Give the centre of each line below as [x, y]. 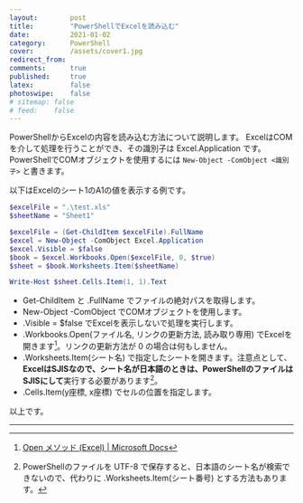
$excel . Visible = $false [56, 249]
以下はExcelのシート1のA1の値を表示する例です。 [100, 190]
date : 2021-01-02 [60, 34]
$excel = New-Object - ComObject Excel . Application [106, 241]
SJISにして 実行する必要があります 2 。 [92, 379]
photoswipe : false [50, 93]
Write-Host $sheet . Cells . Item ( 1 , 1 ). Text [88, 282]
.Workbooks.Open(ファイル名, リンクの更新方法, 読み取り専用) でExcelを [157, 335]
